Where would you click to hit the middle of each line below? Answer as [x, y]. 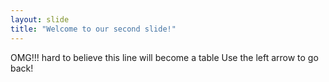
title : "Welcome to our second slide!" [93, 29]
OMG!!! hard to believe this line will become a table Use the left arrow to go [164, 57]
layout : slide [40, 19]
